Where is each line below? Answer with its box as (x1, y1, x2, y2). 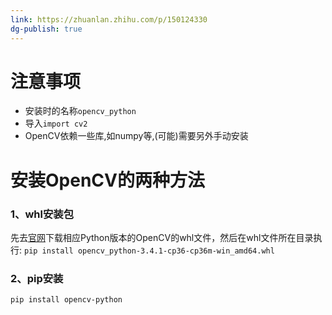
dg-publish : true (10, 24, 83, 34)
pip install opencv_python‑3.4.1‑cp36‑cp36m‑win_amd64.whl (23, 246, 275, 256)
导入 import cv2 (24, 117, 88, 130)
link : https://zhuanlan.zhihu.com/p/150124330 (10, 14, 208, 25)
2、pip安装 (10, 271, 64, 285)
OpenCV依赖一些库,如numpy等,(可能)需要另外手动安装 (24, 130, 249, 142)
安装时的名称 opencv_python (24, 105, 137, 117)
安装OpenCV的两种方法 (10, 169, 205, 191)
